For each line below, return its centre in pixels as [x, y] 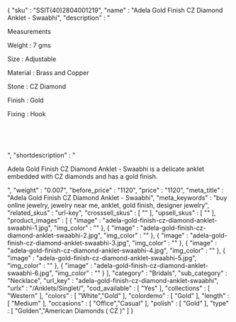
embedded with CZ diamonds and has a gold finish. [83, 176]
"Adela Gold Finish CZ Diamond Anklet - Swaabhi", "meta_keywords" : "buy [117, 198]
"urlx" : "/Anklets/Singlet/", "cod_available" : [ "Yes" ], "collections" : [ [109, 288]
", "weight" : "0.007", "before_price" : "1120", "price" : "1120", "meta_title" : [116, 190]
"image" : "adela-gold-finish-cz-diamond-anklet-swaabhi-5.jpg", [102, 258]
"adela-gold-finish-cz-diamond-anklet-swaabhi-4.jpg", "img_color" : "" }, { [117, 250]
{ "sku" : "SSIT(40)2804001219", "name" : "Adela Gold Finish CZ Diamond [115, 10]
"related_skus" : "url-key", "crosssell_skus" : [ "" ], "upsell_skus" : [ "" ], [112, 213]
